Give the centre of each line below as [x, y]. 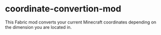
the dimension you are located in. [38, 27]
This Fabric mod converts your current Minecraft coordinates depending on [81, 22]
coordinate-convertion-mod [63, 9]
